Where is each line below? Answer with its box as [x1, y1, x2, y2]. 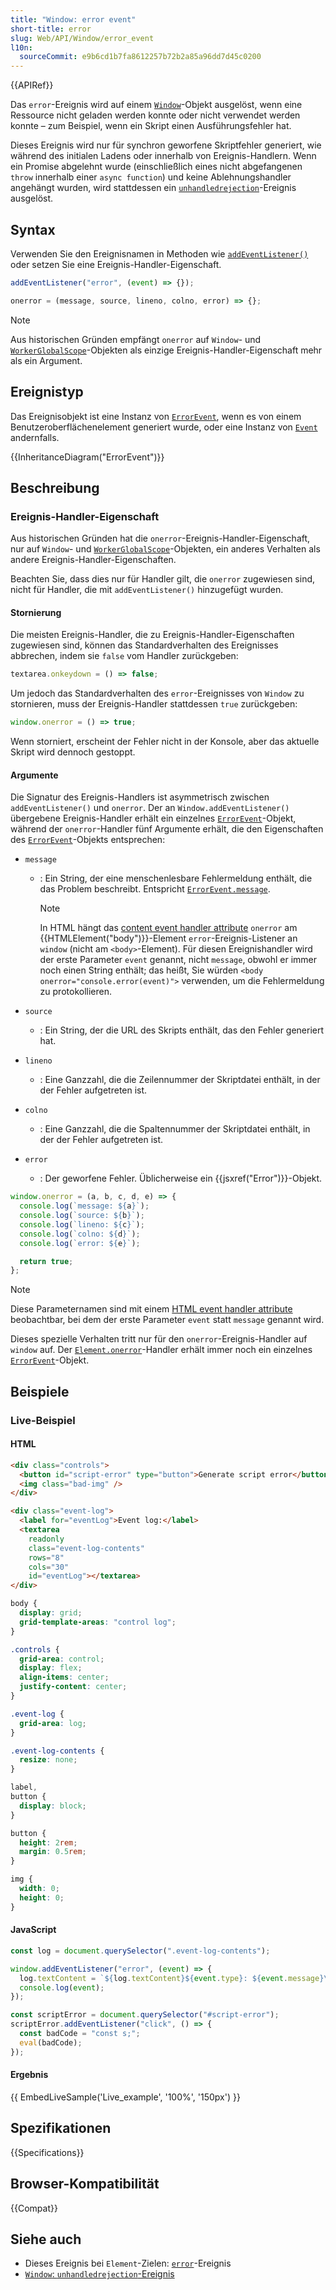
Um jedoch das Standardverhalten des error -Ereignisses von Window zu [10, 687, 305, 700]
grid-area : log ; [19, 1718, 87, 1728]
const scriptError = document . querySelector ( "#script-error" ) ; [10, 2010, 280, 2020]
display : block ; [19, 1801, 87, 1811]
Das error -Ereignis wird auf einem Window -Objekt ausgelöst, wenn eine [10, 99, 303, 111]
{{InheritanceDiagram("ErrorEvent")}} [10, 451, 165, 463]
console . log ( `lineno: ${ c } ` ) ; [19, 1219, 145, 1230]
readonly [28, 1534, 65, 1544]
